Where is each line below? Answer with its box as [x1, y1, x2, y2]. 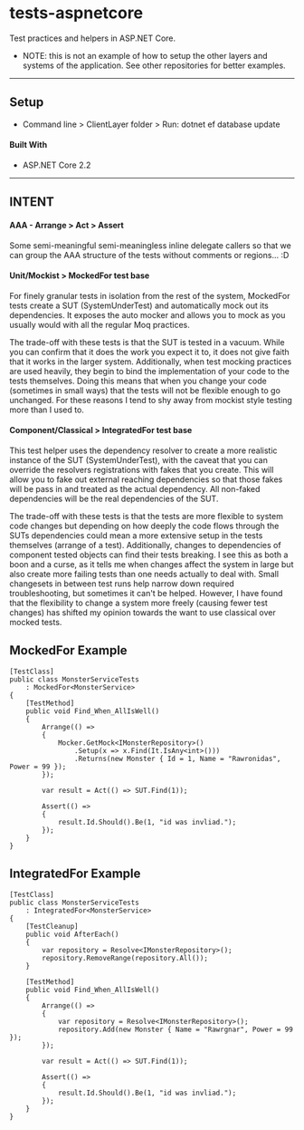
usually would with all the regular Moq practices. [9, 319, 190, 330]
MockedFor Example [9, 642, 128, 659]
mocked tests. [9, 616, 62, 627]
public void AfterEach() [25, 930, 119, 939]
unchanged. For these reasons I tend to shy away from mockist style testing [9, 394, 292, 405]
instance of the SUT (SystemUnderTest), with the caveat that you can [9, 454, 269, 465]
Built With [9, 140, 48, 150]
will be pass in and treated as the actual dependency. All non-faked [9, 483, 261, 494]
